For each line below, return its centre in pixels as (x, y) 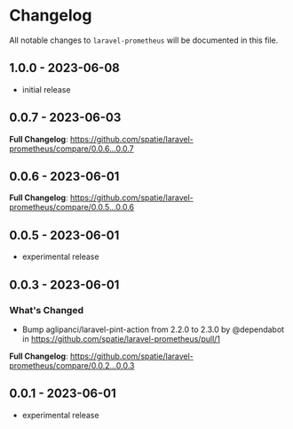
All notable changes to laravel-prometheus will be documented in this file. (144, 40)
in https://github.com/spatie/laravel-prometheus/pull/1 (121, 338)
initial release (46, 89)
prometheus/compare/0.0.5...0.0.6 (72, 207)
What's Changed (47, 310)
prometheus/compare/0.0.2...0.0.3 (72, 365)
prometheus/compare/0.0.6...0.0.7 (72, 149)
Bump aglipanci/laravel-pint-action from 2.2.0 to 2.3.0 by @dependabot (153, 329)
